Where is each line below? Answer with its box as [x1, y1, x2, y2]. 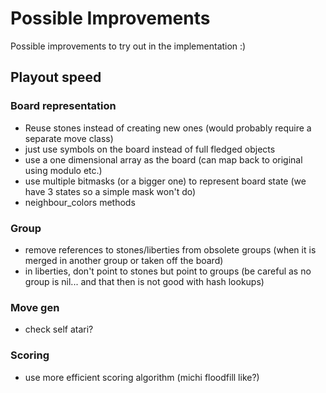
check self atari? [24, 323, 94, 336]
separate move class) [24, 132, 114, 144]
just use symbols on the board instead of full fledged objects [24, 143, 276, 155]
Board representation [10, 99, 117, 113]
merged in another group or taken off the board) [24, 254, 224, 266]
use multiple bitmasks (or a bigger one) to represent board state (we [24, 175, 307, 187]
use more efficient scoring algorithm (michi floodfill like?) [24, 371, 260, 383]
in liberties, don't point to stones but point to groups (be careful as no [24, 265, 312, 277]
